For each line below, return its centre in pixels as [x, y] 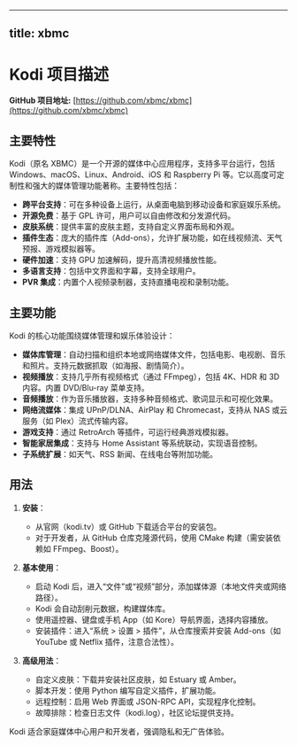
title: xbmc [39, 33]
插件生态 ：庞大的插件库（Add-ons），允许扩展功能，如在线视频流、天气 [152, 238]
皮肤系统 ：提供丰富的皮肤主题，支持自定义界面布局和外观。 [130, 227]
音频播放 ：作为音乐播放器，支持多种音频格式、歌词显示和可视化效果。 [150, 399]
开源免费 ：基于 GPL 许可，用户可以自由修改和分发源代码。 [129, 216]
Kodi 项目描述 [59, 74]
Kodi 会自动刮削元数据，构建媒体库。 [103, 609]
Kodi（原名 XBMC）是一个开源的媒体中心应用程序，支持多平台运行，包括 [142, 164]
